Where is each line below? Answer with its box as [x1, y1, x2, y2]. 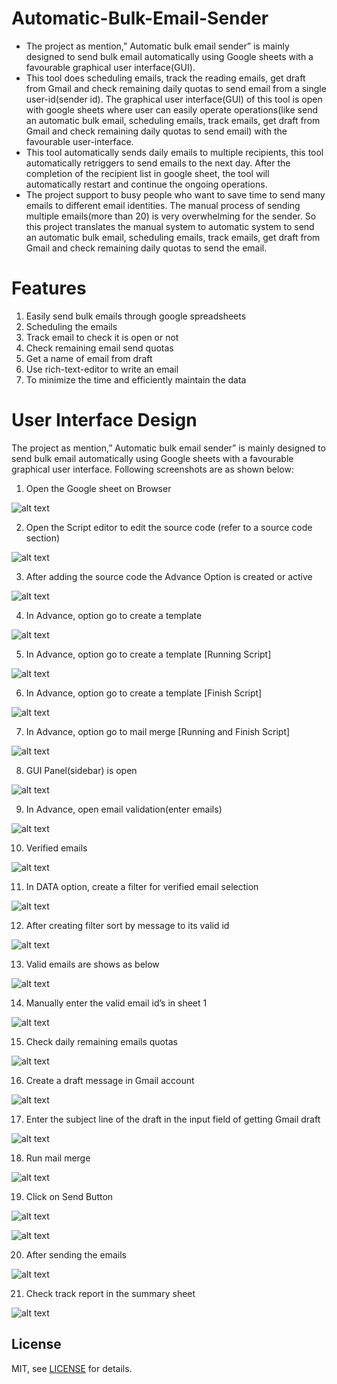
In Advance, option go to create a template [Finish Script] [25, 687, 263, 699]
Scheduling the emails [25, 320, 118, 332]
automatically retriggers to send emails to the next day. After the [25, 157, 291, 169]
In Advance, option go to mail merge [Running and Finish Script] [25, 725, 291, 737]
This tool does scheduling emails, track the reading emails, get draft [25, 72, 306, 84]
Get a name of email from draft [25, 352, 153, 364]
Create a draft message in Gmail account [25, 1074, 195, 1086]
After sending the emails [25, 1248, 127, 1261]
